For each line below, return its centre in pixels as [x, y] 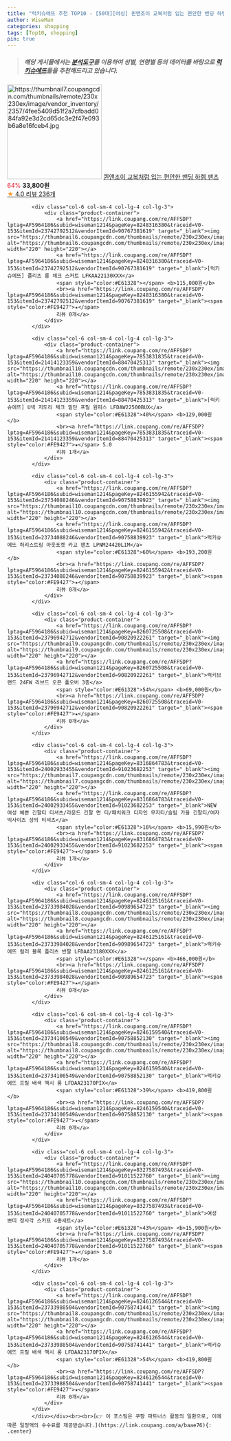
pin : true [21, 39]
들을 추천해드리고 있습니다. [82, 70]
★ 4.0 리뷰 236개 [32, 194]
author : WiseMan [30, 20]
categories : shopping [38, 26]
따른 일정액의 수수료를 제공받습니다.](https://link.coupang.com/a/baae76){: [109, 1426]
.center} [20, 1431]
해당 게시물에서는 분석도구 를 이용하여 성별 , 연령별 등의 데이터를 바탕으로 [119, 62]
